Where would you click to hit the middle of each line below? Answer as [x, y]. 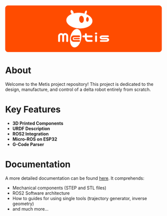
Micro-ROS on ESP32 [35, 139]
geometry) [23, 204]
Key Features [33, 109]
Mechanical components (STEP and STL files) [59, 188]
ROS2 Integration [30, 134]
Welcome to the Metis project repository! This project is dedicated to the [79, 84]
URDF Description [31, 128]
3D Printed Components [38, 123]
